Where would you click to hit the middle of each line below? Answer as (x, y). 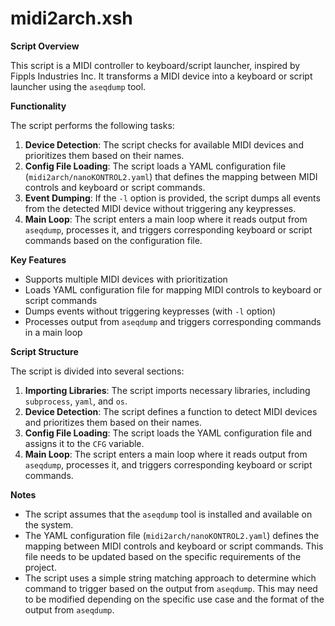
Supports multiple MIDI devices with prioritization (126, 279)
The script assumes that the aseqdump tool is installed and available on (168, 514)
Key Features (38, 259)
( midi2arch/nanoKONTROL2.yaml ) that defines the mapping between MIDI (171, 176)
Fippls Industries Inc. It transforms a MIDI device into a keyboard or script (161, 76)
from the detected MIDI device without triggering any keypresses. (160, 208)
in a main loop (53, 332)
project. (40, 567)
